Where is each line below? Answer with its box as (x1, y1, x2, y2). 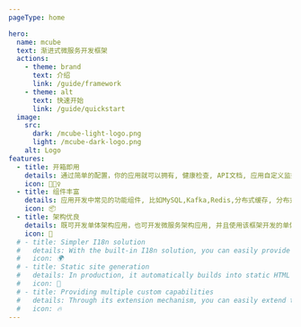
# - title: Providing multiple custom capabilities (16, 288, 215, 297)
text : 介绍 (31, 71, 71, 81)
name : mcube (16, 38, 62, 47)
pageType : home (8, 13, 66, 22)
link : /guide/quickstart (31, 104, 126, 113)
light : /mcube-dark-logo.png (31, 138, 142, 147)
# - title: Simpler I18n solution (16, 237, 146, 246)
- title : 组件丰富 (16, 187, 80, 197)
